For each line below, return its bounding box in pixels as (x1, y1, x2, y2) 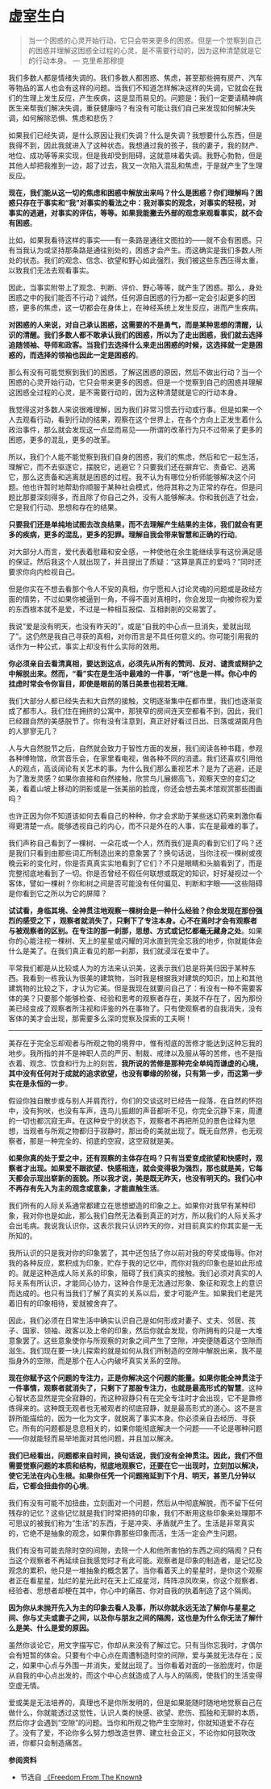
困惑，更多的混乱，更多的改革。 (8, 435, 115, 444)
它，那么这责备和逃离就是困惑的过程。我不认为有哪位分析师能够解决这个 (8, 472, 248, 482)
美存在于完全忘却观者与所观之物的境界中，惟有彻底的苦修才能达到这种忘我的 (8, 1038, 263, 1048)
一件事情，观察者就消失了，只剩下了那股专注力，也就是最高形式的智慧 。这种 (8, 1382, 263, 1392)
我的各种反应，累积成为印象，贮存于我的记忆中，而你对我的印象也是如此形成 (8, 1257, 263, 1267)
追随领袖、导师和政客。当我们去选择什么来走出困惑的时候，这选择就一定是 (8, 340, 256, 349)
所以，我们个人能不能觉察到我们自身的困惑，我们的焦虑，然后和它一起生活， (8, 452, 263, 461)
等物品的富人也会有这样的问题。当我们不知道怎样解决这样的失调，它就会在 (8, 82, 256, 93)
